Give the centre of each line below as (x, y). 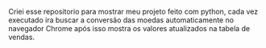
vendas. (21, 37)
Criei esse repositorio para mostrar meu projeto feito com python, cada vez (133, 12)
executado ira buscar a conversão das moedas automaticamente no (121, 20)
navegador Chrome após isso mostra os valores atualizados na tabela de (129, 28)
